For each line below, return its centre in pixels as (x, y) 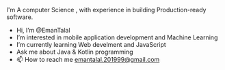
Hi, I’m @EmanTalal (43, 30)
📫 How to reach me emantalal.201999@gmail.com (88, 59)
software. (20, 17)
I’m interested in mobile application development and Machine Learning (117, 37)
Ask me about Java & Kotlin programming (75, 52)
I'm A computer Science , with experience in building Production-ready (106, 10)
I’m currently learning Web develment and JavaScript (91, 45)
